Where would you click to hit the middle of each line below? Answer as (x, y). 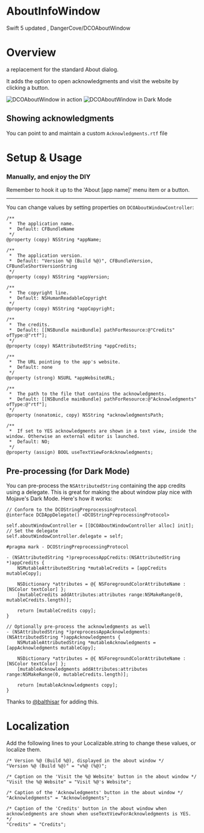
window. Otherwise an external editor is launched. (73, 437)
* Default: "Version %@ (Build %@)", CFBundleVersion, (81, 261)
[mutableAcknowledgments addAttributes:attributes (83, 669)
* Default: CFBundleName (42, 229)
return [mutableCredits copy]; (57, 611)
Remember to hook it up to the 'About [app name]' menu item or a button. (98, 190)
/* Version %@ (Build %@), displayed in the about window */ (85, 761)
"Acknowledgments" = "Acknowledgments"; (58, 798)
